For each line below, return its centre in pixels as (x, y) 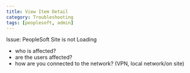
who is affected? (35, 51)
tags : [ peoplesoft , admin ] (40, 23)
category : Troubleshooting (40, 17)
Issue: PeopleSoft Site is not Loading (52, 40)
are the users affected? (43, 58)
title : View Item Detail (37, 12)
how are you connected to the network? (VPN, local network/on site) (99, 64)
